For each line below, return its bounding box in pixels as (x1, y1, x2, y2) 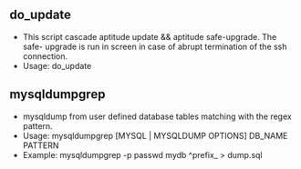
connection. (22, 50, 68, 62)
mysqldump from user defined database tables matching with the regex (22, 111, 292, 122)
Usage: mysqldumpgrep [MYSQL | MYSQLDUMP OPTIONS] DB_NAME (22, 130, 288, 141)
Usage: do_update (22, 60, 92, 71)
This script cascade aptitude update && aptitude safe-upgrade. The (22, 31, 277, 42)
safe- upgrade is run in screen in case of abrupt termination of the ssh (22, 41, 287, 52)
